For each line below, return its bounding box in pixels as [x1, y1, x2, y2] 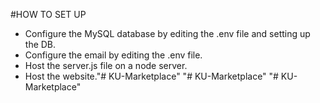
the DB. [24, 39, 57, 50]
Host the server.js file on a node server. [24, 60, 188, 71]
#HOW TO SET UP [10, 9, 87, 20]
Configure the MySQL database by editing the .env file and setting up [24, 28, 311, 39]
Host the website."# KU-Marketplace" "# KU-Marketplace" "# [24, 70, 279, 82]
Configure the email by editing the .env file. [24, 49, 203, 61]
